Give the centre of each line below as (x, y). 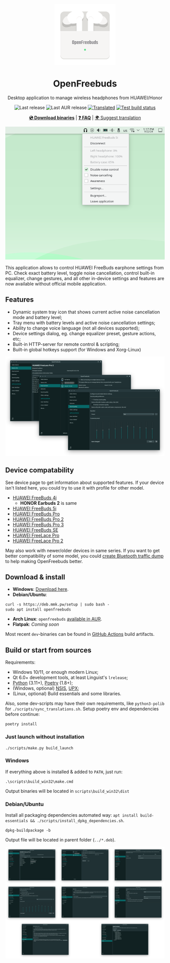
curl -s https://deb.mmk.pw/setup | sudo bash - (57, 605)
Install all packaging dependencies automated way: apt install (72, 815)
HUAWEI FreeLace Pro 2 (38, 541)
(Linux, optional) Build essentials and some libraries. (67, 694)
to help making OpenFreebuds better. (44, 561)
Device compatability (40, 470)
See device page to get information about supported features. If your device (85, 483)
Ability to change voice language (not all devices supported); (76, 328)
